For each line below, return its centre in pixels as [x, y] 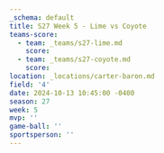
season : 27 [30, 101]
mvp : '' [24, 118]
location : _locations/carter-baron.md [82, 76]
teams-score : [34, 34]
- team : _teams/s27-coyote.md [74, 59]
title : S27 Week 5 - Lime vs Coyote [78, 26]
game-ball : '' [36, 127]
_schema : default [42, 18]
